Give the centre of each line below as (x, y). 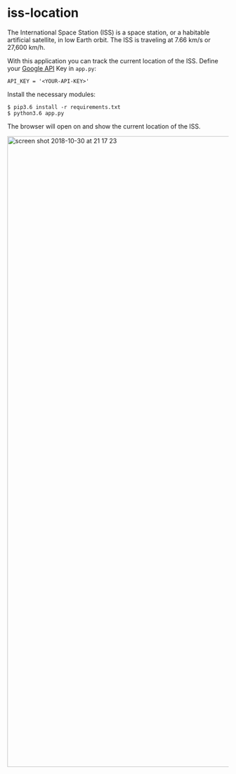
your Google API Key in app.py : (52, 68)
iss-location (43, 13)
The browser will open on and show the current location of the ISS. (104, 126)
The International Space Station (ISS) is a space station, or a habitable (109, 32)
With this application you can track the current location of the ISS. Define (113, 60)
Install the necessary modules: (52, 94)
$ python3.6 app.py (36, 113)
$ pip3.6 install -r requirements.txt (64, 107)
